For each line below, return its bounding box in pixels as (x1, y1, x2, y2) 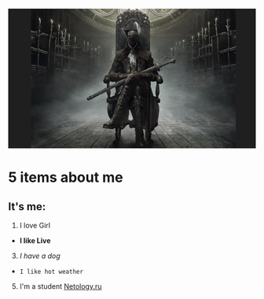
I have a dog (19, 251, 60, 260)
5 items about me (8, 168, 123, 186)
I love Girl (19, 221, 51, 231)
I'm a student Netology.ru (19, 282, 102, 291)
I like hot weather (19, 268, 84, 276)
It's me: (8, 200, 46, 213)
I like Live (19, 236, 51, 245)
